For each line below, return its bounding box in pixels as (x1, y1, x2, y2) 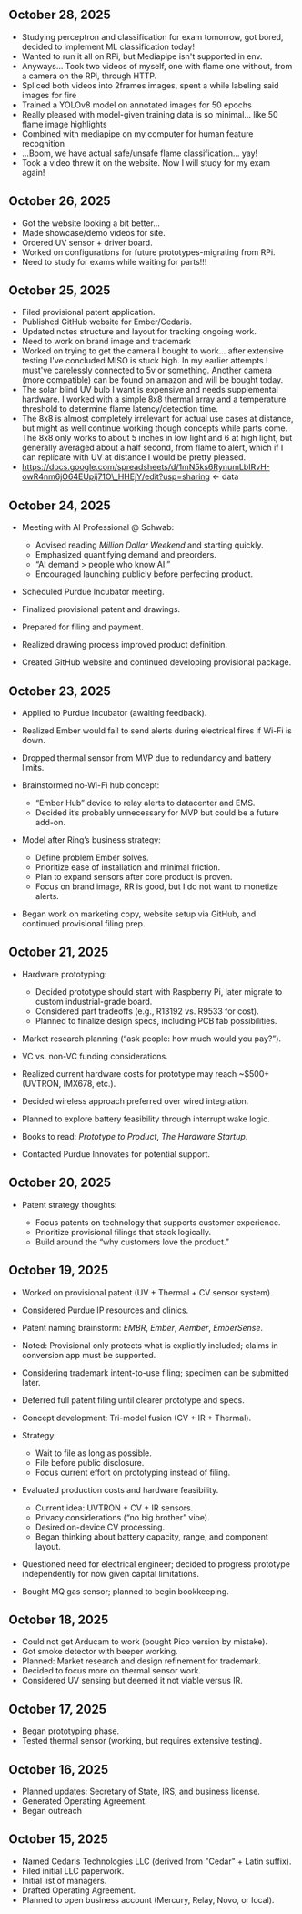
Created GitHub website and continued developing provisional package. (21, 657, 292, 668)
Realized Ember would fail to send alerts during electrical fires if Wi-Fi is (21, 725, 292, 736)
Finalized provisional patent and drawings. (21, 604, 181, 615)
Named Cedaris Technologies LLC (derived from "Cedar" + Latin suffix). (21, 1856, 292, 1867)
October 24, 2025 (8, 497, 111, 513)
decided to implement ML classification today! (21, 41, 195, 52)
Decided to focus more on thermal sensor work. (21, 1665, 202, 1676)
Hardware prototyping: (21, 968, 107, 979)
